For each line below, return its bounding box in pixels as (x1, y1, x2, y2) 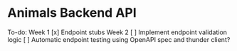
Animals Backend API (7, 5, 137, 21)
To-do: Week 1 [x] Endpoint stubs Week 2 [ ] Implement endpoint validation (7, 28, 228, 36)
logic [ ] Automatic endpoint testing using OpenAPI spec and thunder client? (7, 35, 231, 43)
